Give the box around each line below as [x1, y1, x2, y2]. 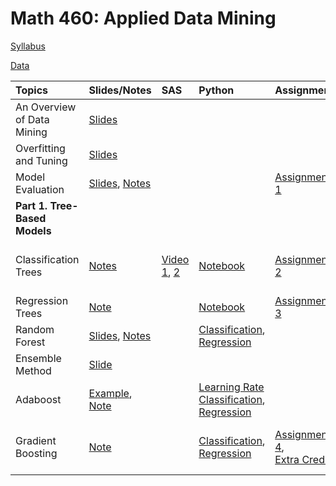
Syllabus [10, 40, 46, 52]
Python [198, 83, 235, 97]
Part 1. [15, 198, 48, 212]
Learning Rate [198, 380, 265, 394]
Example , [88, 386, 133, 400]
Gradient [15, 433, 57, 447]
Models [15, 223, 52, 237]
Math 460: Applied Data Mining [10, 7, 277, 30]
